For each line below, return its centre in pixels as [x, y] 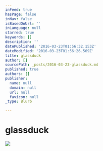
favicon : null [24, 97]
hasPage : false [21, 14]
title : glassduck [23, 56]
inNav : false [19, 19]
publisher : [16, 78]
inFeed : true [19, 10]
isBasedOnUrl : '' [23, 23]
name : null [21, 83]
